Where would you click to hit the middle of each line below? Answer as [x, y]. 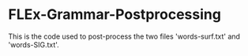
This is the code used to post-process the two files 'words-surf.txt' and [124, 36]
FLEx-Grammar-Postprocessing [115, 15]
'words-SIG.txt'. [34, 44]
